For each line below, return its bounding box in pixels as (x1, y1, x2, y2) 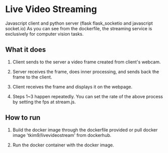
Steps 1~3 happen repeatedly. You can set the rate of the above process (12, 93, 163, 99)
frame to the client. (12, 74, 52, 80)
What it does (5, 45, 46, 54)
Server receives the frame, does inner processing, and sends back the (12, 68, 159, 74)
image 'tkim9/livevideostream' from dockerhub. (12, 132, 112, 138)
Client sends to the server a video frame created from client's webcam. (12, 59, 161, 65)
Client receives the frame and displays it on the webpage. (12, 84, 133, 90)
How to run (5, 113, 41, 122)
